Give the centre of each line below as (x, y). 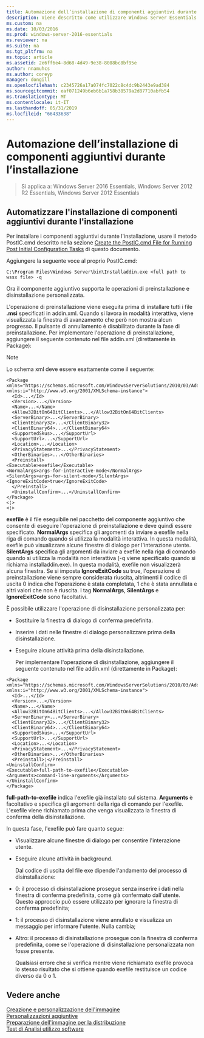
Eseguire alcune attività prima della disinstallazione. (80, 651)
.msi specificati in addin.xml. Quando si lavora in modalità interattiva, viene (100, 313)
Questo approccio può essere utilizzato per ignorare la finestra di (96, 902)
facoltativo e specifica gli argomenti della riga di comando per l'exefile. (95, 804)
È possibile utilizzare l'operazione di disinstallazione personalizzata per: (96, 609)
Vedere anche (33, 995)
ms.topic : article (29, 57)
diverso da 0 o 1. (36, 976)
